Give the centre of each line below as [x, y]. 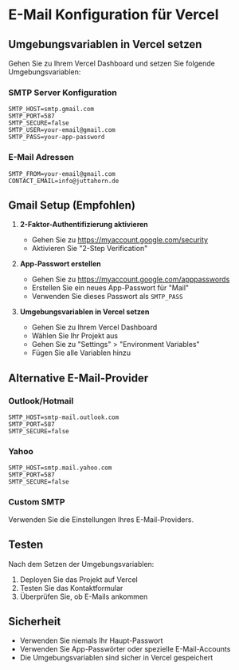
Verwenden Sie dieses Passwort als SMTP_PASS [107, 297]
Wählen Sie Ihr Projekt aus [74, 336]
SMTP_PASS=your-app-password [57, 138]
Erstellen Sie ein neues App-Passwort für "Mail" [110, 288]
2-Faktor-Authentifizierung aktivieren [84, 225]
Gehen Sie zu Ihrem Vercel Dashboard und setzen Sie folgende [112, 63]
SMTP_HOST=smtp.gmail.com [51, 110]
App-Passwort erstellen [60, 264]
